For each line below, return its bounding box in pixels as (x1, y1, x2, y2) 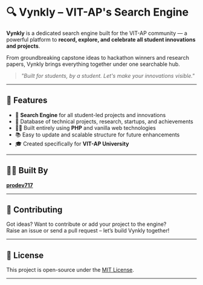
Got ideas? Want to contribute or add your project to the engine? (6, 220, 167, 228)
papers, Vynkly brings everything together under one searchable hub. (6, 60, 180, 68)
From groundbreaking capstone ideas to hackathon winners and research (6, 54, 189, 61)
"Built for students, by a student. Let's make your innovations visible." (21, 72, 195, 79)
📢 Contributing (6, 204, 63, 215)
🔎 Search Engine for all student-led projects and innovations (14, 111, 166, 118)
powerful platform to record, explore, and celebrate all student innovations (6, 36, 196, 43)
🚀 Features (6, 95, 48, 106)
